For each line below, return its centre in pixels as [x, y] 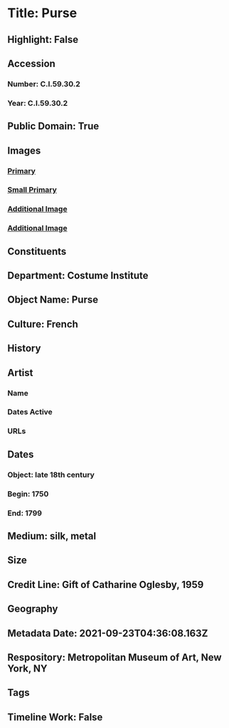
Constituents [37, 251]
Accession [31, 63]
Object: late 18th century [51, 475]
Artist [20, 373]
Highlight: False [43, 40]
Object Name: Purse [53, 300]
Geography [33, 609]
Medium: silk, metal [52, 536]
